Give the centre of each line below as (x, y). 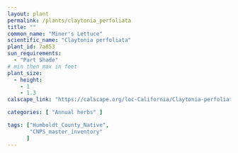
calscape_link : (30, 100)
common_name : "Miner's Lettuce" (55, 34)
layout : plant (28, 14)
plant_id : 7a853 (31, 47)
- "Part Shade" (36, 60)
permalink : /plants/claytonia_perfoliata (69, 21)
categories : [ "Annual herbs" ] (55, 113)
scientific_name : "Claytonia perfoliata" (69, 40)
